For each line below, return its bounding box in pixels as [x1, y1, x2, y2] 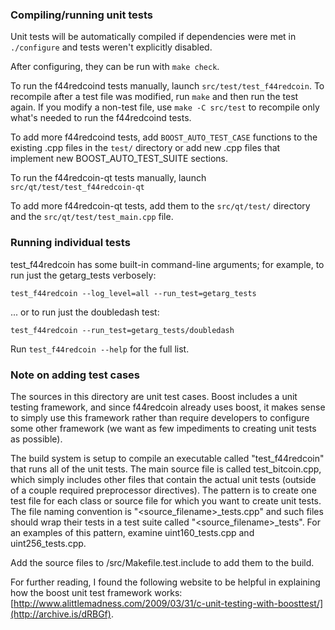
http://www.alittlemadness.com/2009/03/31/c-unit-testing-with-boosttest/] [13, 597, 324, 609]
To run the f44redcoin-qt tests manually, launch [10, 172, 207, 184]
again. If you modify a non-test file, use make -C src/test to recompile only [10, 101, 320, 113]
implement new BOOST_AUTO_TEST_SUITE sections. [10, 153, 229, 165]
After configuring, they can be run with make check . [10, 61, 220, 73]
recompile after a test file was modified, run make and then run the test [10, 91, 299, 103]
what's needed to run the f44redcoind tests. [10, 112, 192, 124]
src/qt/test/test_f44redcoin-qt [10, 183, 145, 193]
